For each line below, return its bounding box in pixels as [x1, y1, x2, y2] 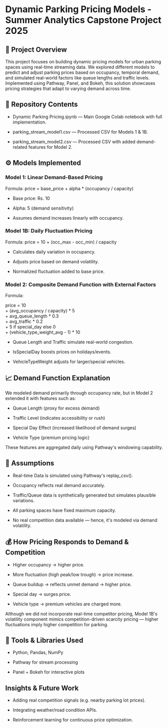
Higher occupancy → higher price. [12, 561, 85, 568]
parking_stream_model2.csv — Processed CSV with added [12, 138, 136, 145]
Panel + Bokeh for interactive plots [12, 669, 85, 675]
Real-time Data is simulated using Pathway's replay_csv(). [12, 472, 133, 478]
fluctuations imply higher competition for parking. [5, 621, 109, 627]
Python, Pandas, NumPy [12, 650, 64, 656]
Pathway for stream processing [12, 659, 78, 665]
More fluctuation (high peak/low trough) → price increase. [12, 571, 134, 578]
